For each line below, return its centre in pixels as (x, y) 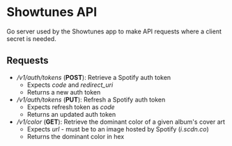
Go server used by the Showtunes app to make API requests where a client (114, 31)
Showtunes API (52, 12)
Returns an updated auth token (71, 114)
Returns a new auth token (64, 92)
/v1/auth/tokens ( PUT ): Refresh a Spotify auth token (91, 99)
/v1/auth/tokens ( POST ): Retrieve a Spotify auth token (94, 77)
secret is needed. (31, 38)
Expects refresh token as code (71, 107)
